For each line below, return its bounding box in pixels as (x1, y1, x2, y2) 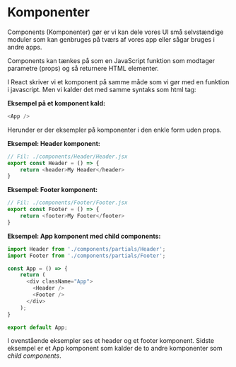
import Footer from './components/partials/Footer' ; (7, 252, 166, 259)
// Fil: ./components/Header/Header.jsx (7, 153, 129, 160)
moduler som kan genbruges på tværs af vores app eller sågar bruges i (7, 35, 216, 43)
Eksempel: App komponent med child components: (7, 232, 161, 240)
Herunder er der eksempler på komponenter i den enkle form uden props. (7, 125, 222, 134)
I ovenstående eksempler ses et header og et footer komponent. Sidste (7, 337, 214, 345)
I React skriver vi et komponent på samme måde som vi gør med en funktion (7, 77, 230, 86)
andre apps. (7, 43, 42, 51)
